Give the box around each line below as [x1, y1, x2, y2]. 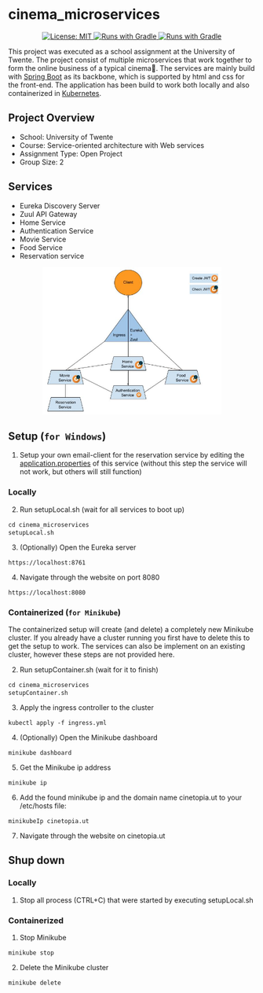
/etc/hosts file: [19, 800, 67, 811]
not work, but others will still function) [19, 467, 143, 476]
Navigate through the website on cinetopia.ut [19, 831, 166, 840]
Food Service [19, 242, 63, 252]
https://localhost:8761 [8, 558, 86, 567]
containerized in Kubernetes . [8, 88, 102, 97]
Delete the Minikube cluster [19, 962, 109, 972]
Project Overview [8, 112, 95, 125]
